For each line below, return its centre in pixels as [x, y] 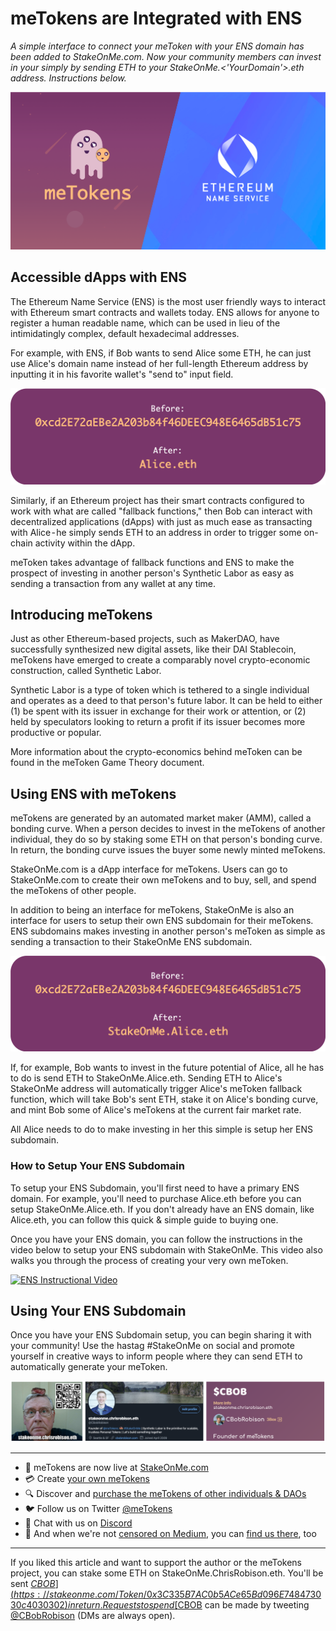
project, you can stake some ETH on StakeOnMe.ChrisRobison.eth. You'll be [167, 1573]
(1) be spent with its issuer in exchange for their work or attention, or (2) [158, 711]
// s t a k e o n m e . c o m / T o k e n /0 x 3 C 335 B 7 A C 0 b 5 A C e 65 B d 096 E [163, 1594]
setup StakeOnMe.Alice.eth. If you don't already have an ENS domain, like [162, 1209]
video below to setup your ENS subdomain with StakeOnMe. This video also [166, 1249]
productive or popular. [56, 733]
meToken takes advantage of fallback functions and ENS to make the [152, 562]
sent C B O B [33, 1584]
